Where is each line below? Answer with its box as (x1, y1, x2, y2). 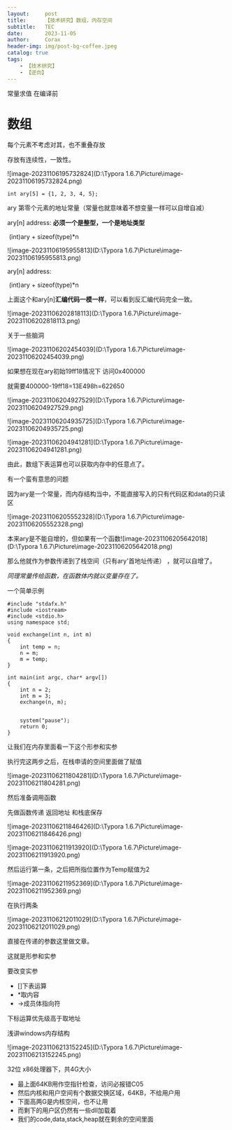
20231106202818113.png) (7, 317, 80, 325)
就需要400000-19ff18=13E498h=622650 (7, 382, 124, 390)
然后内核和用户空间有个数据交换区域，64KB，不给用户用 (17, 1089, 181, 1097)
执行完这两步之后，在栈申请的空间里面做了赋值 (7, 758, 142, 766)
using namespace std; (7, 619, 71, 626)
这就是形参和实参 (7, 952, 57, 960)
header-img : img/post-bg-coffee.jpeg (7, 43, 117, 50)
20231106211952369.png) (7, 887, 82, 895)
